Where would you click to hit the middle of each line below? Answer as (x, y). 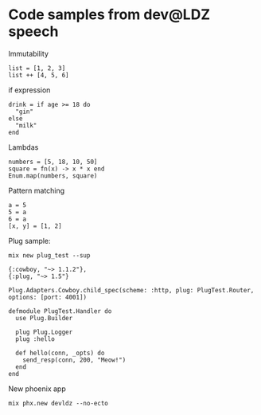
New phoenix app (37, 389)
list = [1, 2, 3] (37, 68)
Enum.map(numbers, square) (53, 176)
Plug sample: (29, 241)
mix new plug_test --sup (49, 255)
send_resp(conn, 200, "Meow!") (74, 360)
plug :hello (35, 339)
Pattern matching (37, 190)
